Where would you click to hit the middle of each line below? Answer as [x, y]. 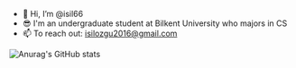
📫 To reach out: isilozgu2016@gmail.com [100, 33]
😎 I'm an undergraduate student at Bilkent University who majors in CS [155, 23]
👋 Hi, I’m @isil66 [53, 14]
